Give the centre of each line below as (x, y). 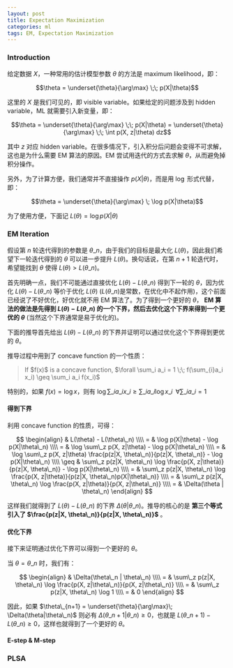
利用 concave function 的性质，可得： (62, 425)
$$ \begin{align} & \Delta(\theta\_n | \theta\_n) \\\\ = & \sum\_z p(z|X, (117, 577)
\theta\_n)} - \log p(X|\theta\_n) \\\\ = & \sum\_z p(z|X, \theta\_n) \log (128, 469)
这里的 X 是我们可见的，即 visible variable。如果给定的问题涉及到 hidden (112, 102)
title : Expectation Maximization (56, 20)
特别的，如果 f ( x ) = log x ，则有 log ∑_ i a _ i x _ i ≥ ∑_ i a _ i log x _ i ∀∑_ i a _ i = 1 (107, 391)
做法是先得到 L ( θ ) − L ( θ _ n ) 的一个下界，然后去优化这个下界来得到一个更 (122, 308)
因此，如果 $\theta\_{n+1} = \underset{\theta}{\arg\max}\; (90, 607)
